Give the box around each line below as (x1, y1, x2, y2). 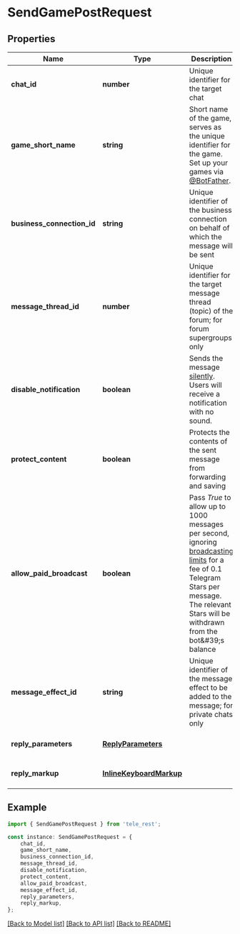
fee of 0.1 (189, 564, 223, 573)
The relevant (189, 600, 231, 609)
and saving (189, 481, 226, 491)
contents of (189, 436, 228, 446)
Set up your (189, 158, 229, 168)
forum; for (189, 315, 223, 325)
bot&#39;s (189, 636, 225, 645)
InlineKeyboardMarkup (102, 768, 182, 778)
